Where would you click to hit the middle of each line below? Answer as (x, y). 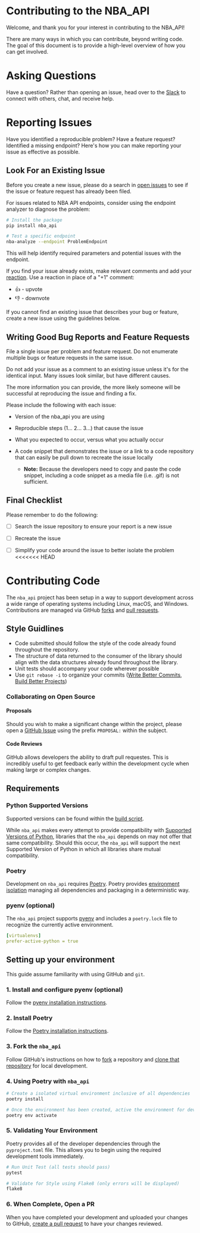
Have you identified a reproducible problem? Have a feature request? (91, 139)
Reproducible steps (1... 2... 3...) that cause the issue (79, 428)
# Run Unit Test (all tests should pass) (58, 1167)
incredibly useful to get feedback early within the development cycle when (98, 764)
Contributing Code (53, 581)
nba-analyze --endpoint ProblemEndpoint (57, 242)
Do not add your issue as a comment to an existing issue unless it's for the (97, 369)
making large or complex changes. (49, 770)
